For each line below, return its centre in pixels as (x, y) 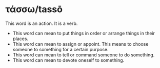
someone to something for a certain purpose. (61, 49)
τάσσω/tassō (34, 9)
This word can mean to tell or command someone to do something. (84, 55)
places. (21, 39)
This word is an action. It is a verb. (42, 23)
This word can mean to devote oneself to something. (68, 60)
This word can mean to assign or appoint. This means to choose (81, 44)
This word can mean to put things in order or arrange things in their (84, 33)
